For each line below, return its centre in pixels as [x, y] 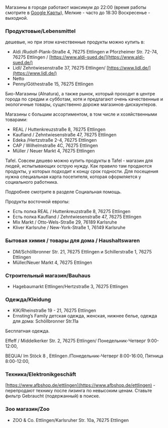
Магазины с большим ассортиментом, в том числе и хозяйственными [81, 114]
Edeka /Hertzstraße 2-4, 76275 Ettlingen [54, 140]
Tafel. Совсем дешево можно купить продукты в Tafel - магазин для [79, 161]
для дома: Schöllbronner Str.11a [45, 321]
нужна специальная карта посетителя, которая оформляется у [73, 177]
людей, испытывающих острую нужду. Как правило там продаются [79, 166]
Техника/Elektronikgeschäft [41, 375]
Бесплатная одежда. [27, 331]
